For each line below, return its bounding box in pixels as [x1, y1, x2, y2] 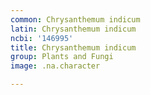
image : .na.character [10, 61, 101, 71]
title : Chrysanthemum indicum [10, 42, 137, 53]
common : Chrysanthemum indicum [10, 14, 141, 25]
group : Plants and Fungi [10, 52, 114, 62]
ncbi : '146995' [10, 33, 74, 43]
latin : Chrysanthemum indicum [10, 24, 137, 34]
